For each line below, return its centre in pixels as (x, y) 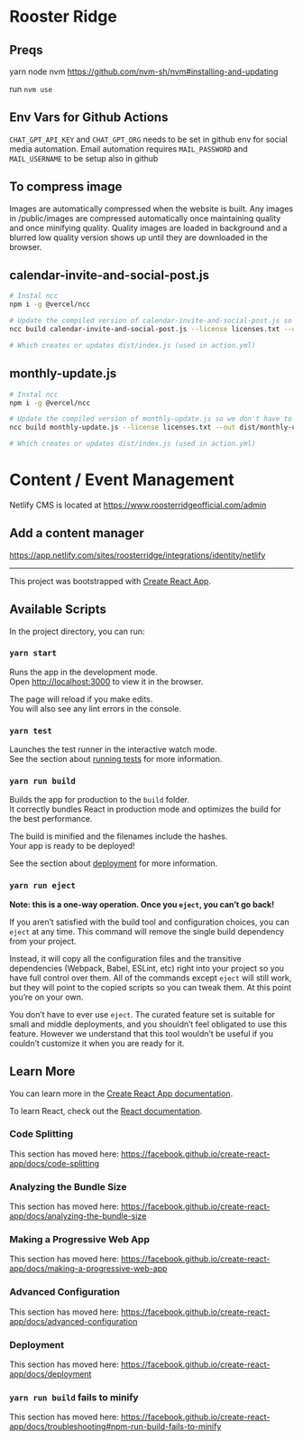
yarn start (33, 653)
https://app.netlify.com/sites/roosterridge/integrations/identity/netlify (138, 555)
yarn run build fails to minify (74, 1397)
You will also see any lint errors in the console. (96, 708)
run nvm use (31, 89)
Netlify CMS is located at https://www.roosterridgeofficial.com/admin (138, 505)
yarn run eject (43, 886)
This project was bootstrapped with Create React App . (110, 581)
